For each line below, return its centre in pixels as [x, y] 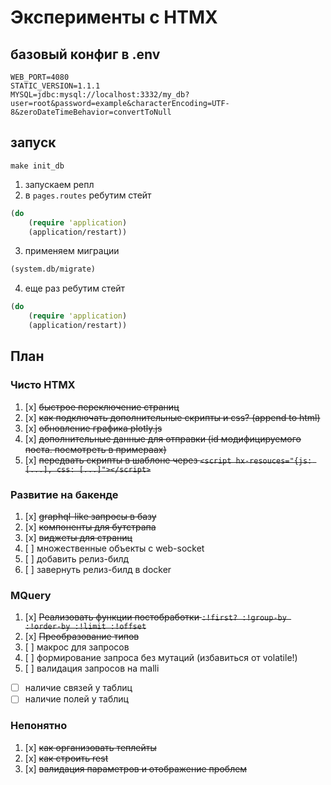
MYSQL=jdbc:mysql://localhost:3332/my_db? [100, 95]
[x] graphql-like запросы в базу [90, 516]
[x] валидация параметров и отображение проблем [136, 768]
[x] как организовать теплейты [90, 747]
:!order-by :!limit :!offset [85, 627]
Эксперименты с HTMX [114, 17]
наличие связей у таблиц [78, 688]
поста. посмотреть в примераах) [95, 449]
